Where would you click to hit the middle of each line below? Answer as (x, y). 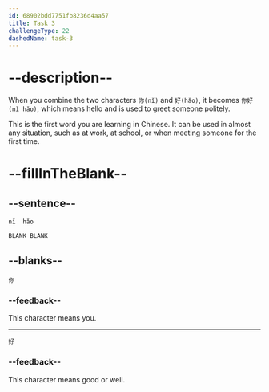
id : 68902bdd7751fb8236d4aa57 (59, 16)
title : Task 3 (32, 23)
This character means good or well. (67, 379)
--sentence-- (42, 203)
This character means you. (52, 318)
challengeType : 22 (39, 31)
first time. (24, 141)
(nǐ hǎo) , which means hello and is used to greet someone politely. (119, 108)
